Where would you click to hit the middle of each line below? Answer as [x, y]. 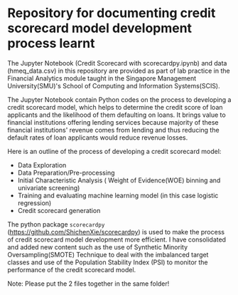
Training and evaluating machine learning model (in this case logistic [118, 195]
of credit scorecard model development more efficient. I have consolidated [117, 239]
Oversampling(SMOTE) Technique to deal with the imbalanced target [108, 254]
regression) [34, 203]
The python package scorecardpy [56, 224]
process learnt [51, 43]
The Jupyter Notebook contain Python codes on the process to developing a [119, 99]
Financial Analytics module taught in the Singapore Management [102, 78]
